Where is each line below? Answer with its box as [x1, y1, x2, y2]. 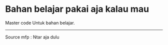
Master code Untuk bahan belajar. [5, 20, 75, 26]
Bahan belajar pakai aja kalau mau [5, 3, 149, 15]
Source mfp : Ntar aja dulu [5, 34, 59, 40]
